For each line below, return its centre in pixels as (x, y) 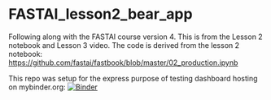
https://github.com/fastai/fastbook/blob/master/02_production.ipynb (123, 63)
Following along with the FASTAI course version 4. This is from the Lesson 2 (135, 37)
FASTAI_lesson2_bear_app (101, 14)
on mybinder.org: (37, 87)
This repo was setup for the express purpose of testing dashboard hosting (133, 78)
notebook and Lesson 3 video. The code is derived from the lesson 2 (124, 45)
